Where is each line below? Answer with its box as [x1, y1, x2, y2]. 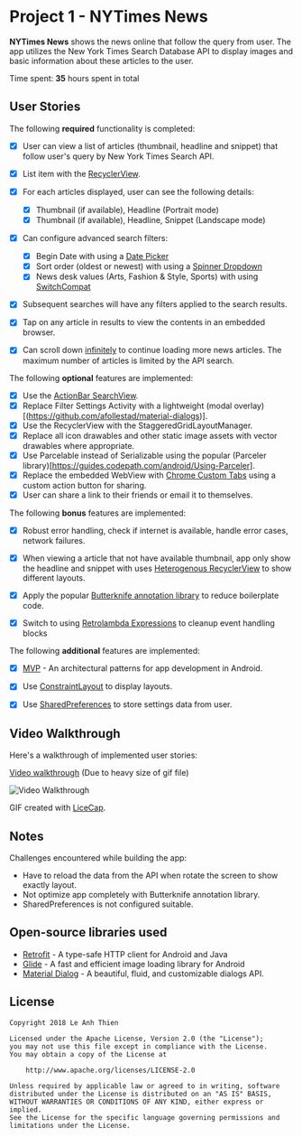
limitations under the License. [9, 1121, 131, 1130]
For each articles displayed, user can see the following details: [22, 186, 254, 197]
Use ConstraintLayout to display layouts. [22, 681, 173, 692]
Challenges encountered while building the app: [9, 853, 188, 863]
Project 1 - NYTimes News [9, 6, 209, 27]
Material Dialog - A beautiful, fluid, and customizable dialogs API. [22, 968, 264, 979]
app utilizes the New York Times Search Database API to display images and [9, 45, 293, 56]
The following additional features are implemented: [9, 646, 200, 657]
